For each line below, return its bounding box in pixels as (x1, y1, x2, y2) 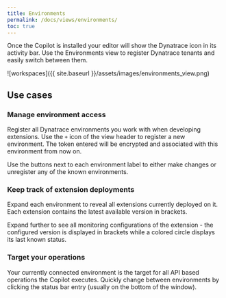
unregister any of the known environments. (7, 168, 129, 176)
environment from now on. (7, 147, 82, 156)
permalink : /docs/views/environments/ (7, 16, 118, 23)
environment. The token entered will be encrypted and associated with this (7, 140, 218, 148)
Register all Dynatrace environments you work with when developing (7, 125, 201, 134)
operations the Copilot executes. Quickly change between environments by (7, 275, 220, 284)
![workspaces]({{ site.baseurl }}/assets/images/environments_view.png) (7, 69, 210, 77)
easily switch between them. (7, 56, 88, 64)
